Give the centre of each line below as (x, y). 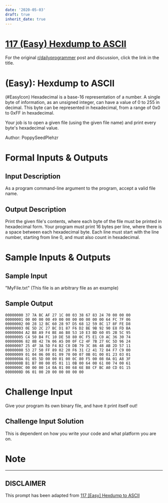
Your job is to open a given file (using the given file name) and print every (81, 122)
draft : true (17, 14)
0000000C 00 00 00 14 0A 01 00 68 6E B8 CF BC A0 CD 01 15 (68, 367)
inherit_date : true (25, 19)
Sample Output (29, 304)
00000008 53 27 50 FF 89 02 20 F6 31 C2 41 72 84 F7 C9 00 (68, 350)
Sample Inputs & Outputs (58, 257)
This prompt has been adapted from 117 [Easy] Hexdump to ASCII (72, 495)
